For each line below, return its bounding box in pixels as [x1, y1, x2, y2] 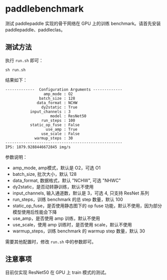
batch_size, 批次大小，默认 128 [12, 171, 77, 177]
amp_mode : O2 [43, 91, 73, 97]
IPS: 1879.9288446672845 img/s [5, 145, 71, 150]
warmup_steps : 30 [34, 135, 73, 141]
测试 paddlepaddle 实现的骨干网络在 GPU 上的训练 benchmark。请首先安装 [5, 20, 161, 26]
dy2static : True [41, 105, 78, 110]
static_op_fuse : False [30, 122, 80, 127]
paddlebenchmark [5, 3, 84, 15]
